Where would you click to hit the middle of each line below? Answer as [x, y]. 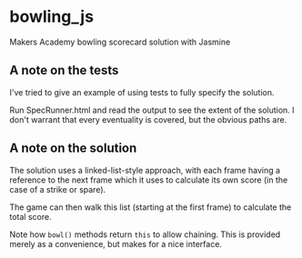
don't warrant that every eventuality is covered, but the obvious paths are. [148, 119]
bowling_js [51, 17]
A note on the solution [73, 149]
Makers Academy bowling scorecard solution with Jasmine [120, 42]
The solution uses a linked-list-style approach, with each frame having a [145, 170]
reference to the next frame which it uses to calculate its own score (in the [149, 180]
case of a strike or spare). [58, 189]
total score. [30, 216]
